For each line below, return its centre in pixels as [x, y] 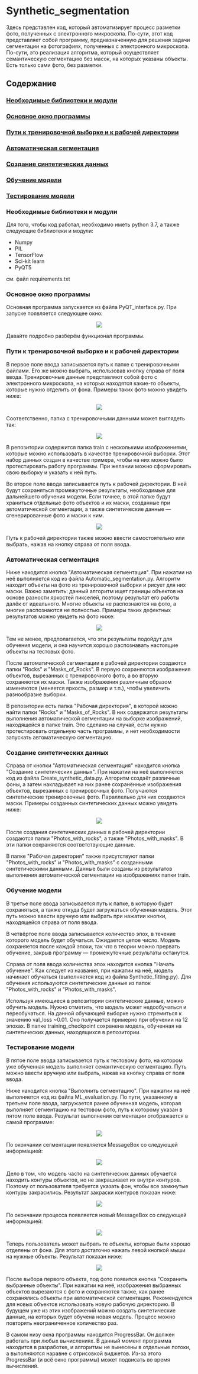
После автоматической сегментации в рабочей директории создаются [97, 663]
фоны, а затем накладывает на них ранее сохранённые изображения [94, 784]
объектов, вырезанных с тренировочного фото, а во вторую [82, 675]
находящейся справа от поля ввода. [52, 922]
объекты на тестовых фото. [41, 651]
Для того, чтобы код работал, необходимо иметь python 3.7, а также [93, 225]
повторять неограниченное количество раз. [62, 1323]
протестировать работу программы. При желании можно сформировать [99, 466]
